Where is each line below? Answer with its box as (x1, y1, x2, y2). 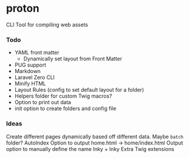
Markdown (14, 68, 41, 75)
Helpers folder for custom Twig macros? (14, 92, 113, 99)
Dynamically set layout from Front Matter (23, 55, 122, 63)
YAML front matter (14, 49, 60, 56)
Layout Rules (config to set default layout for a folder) (14, 87, 144, 94)
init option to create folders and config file (14, 105, 116, 112)
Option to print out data (14, 99, 72, 106)
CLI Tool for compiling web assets (6, 21, 88, 28)
